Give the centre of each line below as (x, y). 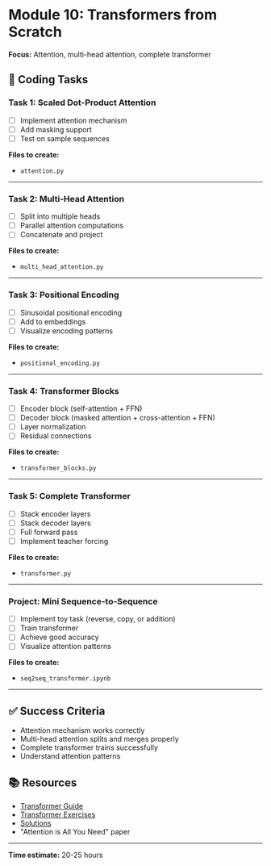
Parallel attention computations (71, 226)
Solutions (35, 823)
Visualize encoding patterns (67, 331)
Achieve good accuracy (59, 637)
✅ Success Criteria (57, 711)
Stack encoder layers (55, 513)
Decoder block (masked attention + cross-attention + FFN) (118, 418)
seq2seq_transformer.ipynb (65, 679)
